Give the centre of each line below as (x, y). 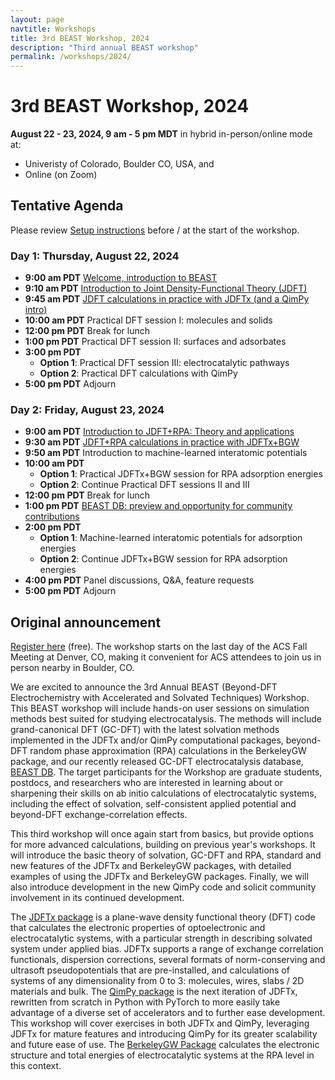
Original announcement (86, 622)
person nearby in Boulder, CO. (72, 668)
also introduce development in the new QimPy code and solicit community (163, 887)
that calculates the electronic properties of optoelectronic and (138, 928)
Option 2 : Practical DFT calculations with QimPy (138, 373)
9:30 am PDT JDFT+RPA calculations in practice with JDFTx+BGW (162, 442)
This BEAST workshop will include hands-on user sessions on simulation (160, 708)
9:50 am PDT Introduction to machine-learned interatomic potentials (166, 453)
